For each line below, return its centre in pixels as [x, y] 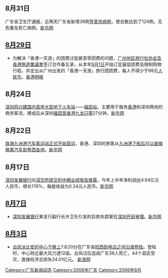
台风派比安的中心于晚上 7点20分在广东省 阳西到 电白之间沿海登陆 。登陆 [84, 246]
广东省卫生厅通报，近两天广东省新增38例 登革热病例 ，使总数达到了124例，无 [84, 21]
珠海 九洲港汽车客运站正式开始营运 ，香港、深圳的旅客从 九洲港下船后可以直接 [84, 143]
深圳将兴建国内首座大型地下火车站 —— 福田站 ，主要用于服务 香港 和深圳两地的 [84, 107]
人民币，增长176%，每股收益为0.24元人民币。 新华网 [59, 186]
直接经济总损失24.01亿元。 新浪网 [56, 259]
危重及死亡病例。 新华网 [29, 27]
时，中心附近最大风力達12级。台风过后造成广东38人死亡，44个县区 [81, 253]
